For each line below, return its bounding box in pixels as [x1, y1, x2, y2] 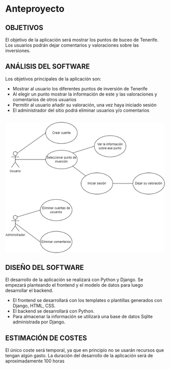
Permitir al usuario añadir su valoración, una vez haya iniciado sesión [12, 102, 157, 108]
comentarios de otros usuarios [12, 96, 77, 102]
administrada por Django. [12, 319, 66, 325]
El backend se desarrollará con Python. [12, 308, 95, 314]
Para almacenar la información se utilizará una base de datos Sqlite [12, 314, 153, 320]
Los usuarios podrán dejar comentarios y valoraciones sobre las [5, 42, 139, 48]
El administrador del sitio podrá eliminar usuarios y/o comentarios [12, 107, 150, 113]
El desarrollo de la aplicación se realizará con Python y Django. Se [5, 276, 143, 283]
